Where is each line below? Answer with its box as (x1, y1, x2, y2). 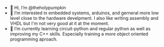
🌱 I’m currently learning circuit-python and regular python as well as (10, 26, 151, 32)
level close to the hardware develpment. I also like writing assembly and (10, 15, 159, 21)
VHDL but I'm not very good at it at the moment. (10, 20, 109, 26)
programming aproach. (10, 36, 58, 42)
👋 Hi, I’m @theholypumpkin (10, 5, 66, 10)
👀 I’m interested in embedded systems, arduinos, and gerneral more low (10, 10, 159, 16)
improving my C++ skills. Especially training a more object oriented (10, 31, 148, 37)
